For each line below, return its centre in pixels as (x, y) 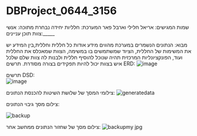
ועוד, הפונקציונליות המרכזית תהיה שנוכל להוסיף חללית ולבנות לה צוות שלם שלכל (94, 57)
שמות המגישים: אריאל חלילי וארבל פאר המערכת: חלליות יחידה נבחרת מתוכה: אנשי (98, 27)
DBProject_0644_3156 (61, 11)
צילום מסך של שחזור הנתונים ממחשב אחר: (54, 127)
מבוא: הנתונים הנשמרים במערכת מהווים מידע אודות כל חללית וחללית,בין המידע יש (97, 45)
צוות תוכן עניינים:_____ (30, 33)
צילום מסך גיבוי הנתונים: (33, 104)
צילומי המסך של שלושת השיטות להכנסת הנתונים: (61, 92)
